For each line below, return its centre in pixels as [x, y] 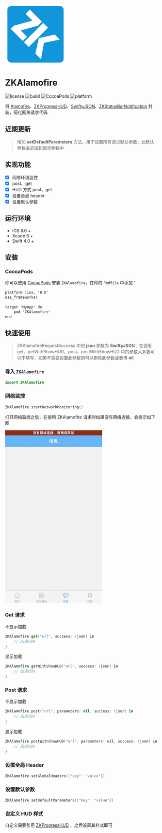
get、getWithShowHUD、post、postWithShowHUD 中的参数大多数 [84, 352]
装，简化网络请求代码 [26, 112]
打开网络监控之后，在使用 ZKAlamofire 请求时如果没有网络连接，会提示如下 [80, 417]
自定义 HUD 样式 [24, 814]
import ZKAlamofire [25, 383]
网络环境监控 [25, 177]
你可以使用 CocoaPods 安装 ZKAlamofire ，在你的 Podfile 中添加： [71, 283]
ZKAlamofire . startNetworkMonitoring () [44, 407]
